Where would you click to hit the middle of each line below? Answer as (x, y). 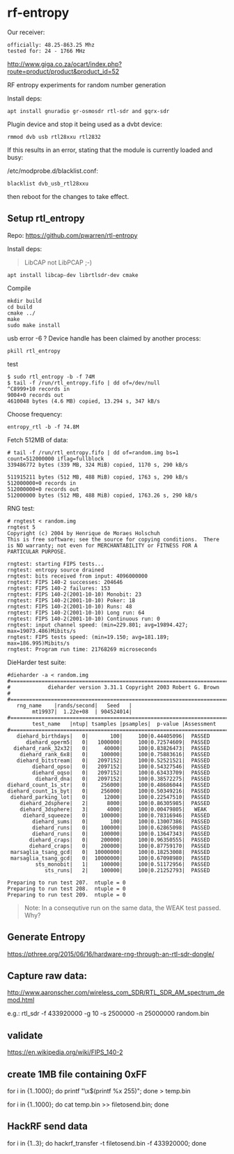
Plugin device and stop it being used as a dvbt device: (85, 124)
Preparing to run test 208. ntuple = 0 (67, 889)
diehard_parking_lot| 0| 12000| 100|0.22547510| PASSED (110, 797)
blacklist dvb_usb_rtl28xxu (48, 183)
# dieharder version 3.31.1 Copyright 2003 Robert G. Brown (113, 687)
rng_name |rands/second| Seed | (74, 705)
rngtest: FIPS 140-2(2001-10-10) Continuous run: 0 (84, 619)
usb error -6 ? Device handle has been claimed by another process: (104, 338)
